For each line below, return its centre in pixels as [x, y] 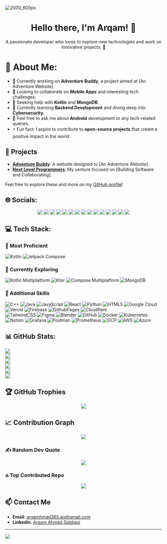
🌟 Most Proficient [27, 246]
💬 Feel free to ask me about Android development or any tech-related [84, 118]
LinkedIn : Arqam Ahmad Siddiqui [46, 522]
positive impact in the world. [41, 136]
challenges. [24, 97]
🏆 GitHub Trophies [36, 392]
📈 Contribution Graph [40, 422]
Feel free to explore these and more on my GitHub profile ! [64, 184]
